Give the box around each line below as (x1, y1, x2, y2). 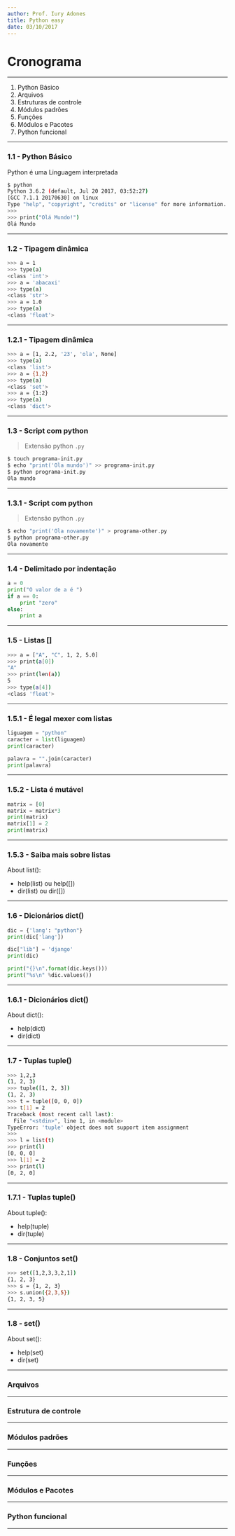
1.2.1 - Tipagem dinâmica (7, 334, 94, 344)
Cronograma (7, 53, 82, 69)
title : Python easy (7, 17, 64, 24)
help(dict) (17, 1024, 45, 1033)
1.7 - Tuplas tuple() (7, 1056, 72, 1066)
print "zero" (20, 599, 58, 606)
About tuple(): (7, 1208, 48, 1216)
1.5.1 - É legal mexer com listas (7, 713, 113, 723)
